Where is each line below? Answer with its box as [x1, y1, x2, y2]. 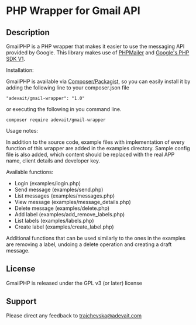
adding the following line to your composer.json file [6, 84, 130, 91]
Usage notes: [6, 127, 39, 134]
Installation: [6, 67, 34, 74]
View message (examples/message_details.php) [14, 199, 132, 205]
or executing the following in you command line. [6, 106, 122, 112]
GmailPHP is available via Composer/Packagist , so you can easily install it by [6, 78, 191, 85]
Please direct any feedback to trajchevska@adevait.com [6, 312, 142, 319]
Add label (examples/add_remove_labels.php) [14, 211, 125, 217]
